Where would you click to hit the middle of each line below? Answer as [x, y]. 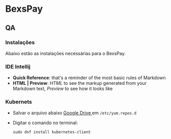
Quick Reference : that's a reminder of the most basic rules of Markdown [89, 78]
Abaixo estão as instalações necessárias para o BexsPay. [66, 53]
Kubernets [19, 102]
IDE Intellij [18, 66]
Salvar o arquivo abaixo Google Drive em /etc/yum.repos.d [75, 113]
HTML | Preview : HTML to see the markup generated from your [80, 83]
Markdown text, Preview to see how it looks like [63, 89]
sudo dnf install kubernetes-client [52, 132]
